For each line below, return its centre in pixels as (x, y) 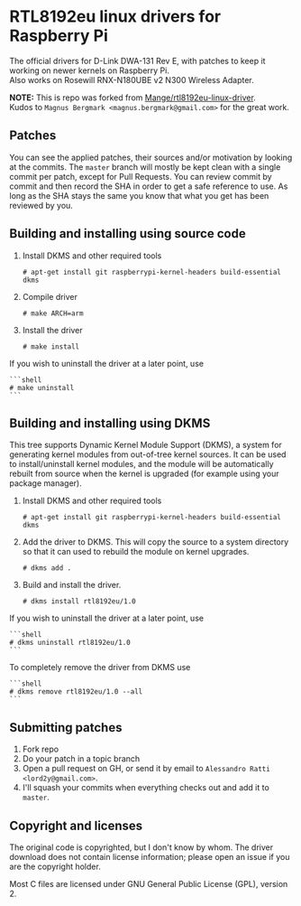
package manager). (46, 483)
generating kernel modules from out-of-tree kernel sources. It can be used (148, 454)
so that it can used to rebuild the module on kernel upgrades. (136, 552)
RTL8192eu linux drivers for (115, 17)
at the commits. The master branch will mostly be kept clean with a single (145, 167)
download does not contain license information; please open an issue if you (150, 857)
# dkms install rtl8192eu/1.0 (79, 602)
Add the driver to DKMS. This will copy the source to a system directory (155, 542)
